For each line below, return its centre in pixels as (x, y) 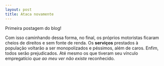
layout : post (18, 10)
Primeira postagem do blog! (33, 28)
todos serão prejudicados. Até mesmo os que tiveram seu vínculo (72, 53)
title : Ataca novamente (30, 14)
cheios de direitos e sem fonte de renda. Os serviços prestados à (72, 43)
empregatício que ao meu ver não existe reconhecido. (60, 58)
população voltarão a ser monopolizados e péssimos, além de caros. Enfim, (82, 48)
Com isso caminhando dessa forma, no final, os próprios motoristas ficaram (82, 38)
